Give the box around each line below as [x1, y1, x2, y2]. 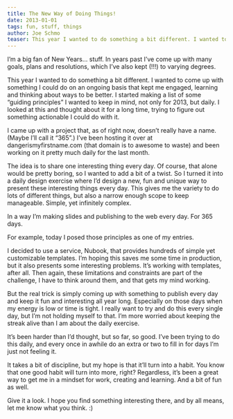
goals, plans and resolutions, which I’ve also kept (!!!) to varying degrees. [7, 63, 216, 71]
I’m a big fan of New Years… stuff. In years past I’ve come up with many [7, 55, 212, 63]
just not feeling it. [7, 347, 57, 356]
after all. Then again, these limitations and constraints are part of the [7, 269, 202, 277]
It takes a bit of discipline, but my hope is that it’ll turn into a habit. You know [7, 361, 225, 369]
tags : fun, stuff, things [7, 23, 82, 30]
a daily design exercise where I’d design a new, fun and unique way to [7, 176, 207, 185]
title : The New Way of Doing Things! [7, 10, 116, 17]
